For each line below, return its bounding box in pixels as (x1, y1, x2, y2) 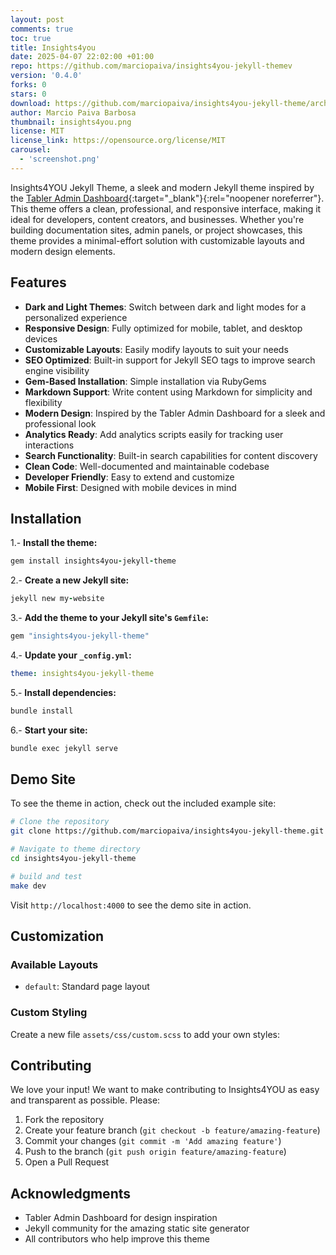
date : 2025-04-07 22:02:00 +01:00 (10, 52, 155, 62)
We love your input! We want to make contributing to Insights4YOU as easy (10, 1084, 320, 1096)
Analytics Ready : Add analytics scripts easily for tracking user (24, 428, 284, 440)
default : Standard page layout (24, 981, 150, 993)
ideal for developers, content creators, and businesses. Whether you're (10, 213, 305, 225)
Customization (10, 928, 105, 945)
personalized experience (24, 311, 128, 323)
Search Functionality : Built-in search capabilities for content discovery (24, 449, 318, 461)
